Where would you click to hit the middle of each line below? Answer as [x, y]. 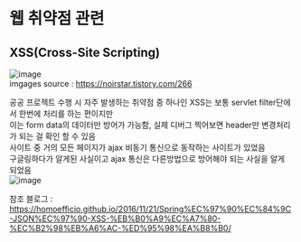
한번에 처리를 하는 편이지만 [66, 113]
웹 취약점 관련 [57, 19]
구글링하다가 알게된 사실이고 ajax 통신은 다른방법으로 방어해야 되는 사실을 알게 [147, 158]
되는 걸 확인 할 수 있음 [57, 136]
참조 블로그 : [31, 199]
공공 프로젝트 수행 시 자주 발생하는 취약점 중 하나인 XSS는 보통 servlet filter [143, 102]
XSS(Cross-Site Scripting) [85, 52]
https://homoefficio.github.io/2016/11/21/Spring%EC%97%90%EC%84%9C [150, 209]
